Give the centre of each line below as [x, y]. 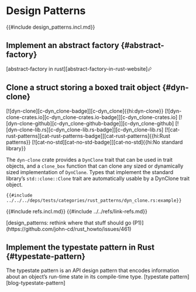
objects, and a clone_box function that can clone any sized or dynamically [95, 166]
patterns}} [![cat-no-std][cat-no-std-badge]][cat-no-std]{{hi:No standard [94, 142]
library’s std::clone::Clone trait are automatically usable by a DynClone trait [98, 178]
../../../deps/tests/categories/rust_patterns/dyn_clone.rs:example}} [94, 201]
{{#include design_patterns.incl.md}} [51, 27]
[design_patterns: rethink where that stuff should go [69, 223]
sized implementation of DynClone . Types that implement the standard [90, 172]
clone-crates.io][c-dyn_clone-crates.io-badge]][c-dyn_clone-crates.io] [92, 117]
